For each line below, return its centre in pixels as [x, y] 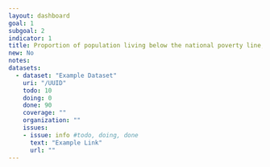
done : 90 [37, 105]
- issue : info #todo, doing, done [81, 135]
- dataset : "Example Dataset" [66, 75]
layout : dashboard [39, 16]
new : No [21, 53]
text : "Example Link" [66, 143]
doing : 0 [37, 98]
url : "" [43, 150]
